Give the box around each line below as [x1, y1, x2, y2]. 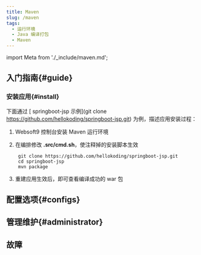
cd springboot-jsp [18, 158, 65, 165]
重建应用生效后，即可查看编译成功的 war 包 [15, 175, 124, 182]
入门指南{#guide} [6, 73, 73, 83]
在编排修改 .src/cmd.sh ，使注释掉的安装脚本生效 [15, 141, 139, 148]
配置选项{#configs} [6, 195, 81, 205]
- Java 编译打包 [12, 32, 50, 38]
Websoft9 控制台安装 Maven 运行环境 [15, 128, 109, 135]
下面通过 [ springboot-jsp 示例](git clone [6, 107, 107, 115]
